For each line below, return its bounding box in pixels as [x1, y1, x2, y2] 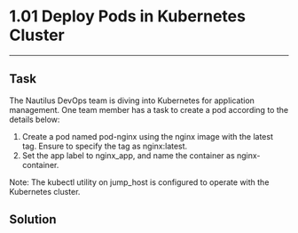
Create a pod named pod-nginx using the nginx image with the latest [21, 131, 273, 141]
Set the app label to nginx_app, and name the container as [21, 149, 235, 161]
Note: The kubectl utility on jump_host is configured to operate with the [9, 176, 270, 188]
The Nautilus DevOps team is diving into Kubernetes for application [9, 95, 255, 106]
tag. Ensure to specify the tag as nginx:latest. [21, 141, 188, 151]
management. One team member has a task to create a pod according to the [9, 104, 289, 115]
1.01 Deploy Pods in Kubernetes [9, 6, 247, 27]
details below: [9, 114, 60, 125]
